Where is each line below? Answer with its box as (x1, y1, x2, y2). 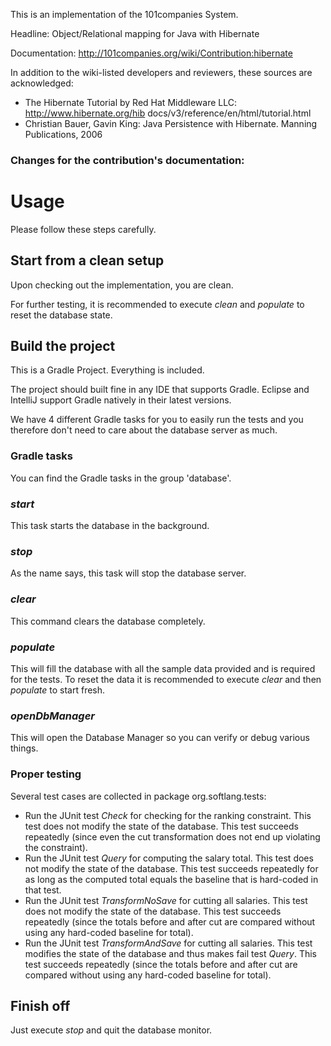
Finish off (10, 997, 71, 1014)
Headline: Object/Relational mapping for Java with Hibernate (10, 28, 260, 39)
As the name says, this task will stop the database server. (10, 567, 247, 579)
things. (10, 742, 39, 754)
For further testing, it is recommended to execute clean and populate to (10, 298, 305, 310)
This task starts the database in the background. (10, 520, 210, 532)
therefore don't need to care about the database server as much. (10, 424, 278, 436)
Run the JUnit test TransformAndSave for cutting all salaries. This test (24, 937, 313, 949)
